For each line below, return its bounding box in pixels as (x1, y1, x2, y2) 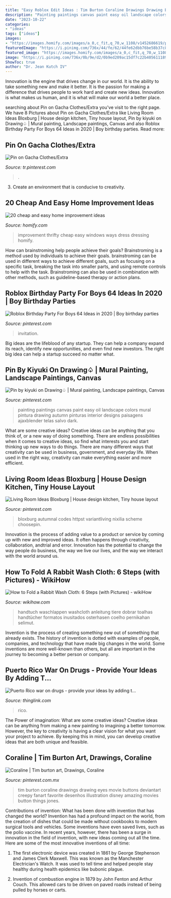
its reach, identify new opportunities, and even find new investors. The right (5, 345, 164, 351)
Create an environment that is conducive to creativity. (12, 184, 126, 190)
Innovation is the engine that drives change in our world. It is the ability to (5, 78, 159, 85)
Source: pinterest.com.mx (5, 777, 60, 783)
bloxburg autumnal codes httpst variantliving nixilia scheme (17, 516, 142, 522)
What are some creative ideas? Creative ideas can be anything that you (5, 427, 155, 433)
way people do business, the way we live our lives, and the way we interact (5, 548, 163, 554)
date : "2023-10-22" (5, 17, 47, 22)
